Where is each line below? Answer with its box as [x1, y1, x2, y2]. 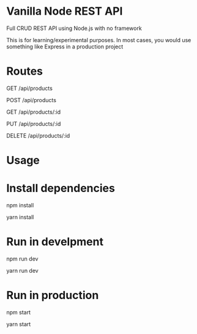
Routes [6, 64, 43, 78]
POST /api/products [6, 96, 57, 103]
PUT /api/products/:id [6, 120, 61, 127]
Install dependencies [6, 182, 115, 195]
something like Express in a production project [6, 43, 124, 50]
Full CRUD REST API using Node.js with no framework [6, 24, 142, 32]
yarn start [6, 320, 31, 328]
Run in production [6, 289, 99, 302]
